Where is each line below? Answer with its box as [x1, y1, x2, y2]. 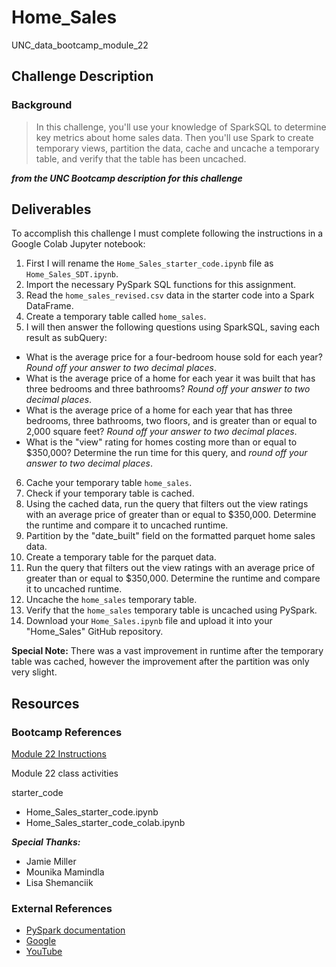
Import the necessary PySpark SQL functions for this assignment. [25, 279, 297, 291]
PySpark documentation [25, 924, 126, 936]
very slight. [11, 666, 58, 678]
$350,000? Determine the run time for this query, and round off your [25, 447, 308, 459]
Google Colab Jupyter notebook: [11, 238, 146, 250]
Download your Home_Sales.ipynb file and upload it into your [25, 615, 273, 627]
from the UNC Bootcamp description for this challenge [11, 172, 243, 184]
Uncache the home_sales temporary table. [25, 594, 198, 606]
